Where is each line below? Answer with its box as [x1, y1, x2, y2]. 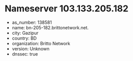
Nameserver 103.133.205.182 [4, 3, 128, 14]
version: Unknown [11, 46, 49, 52]
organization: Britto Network [11, 40, 70, 46]
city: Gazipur [11, 30, 38, 36]
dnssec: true [11, 51, 38, 57]
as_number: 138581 [11, 19, 52, 25]
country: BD [11, 35, 37, 41]
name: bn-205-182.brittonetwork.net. [11, 24, 89, 30]
